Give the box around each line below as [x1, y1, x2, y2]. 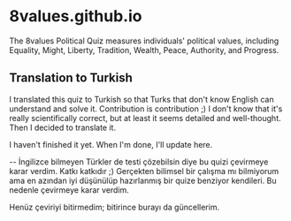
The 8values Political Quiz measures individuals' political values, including [9, 35, 280, 46]
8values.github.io [9, 6, 142, 27]
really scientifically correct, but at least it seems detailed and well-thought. [9, 112, 281, 123]
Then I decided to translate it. [9, 122, 117, 133]
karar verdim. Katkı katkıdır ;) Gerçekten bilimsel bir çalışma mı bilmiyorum [9, 165, 280, 176]
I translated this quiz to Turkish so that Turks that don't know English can [9, 94, 274, 104]
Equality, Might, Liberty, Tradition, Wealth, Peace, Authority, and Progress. [9, 44, 280, 55]
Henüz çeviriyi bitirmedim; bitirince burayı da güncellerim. [9, 202, 219, 212]
